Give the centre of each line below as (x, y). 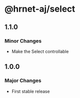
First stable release (31, 91)
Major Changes (23, 80)
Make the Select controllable (40, 51)
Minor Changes (23, 41)
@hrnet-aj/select (40, 9)
